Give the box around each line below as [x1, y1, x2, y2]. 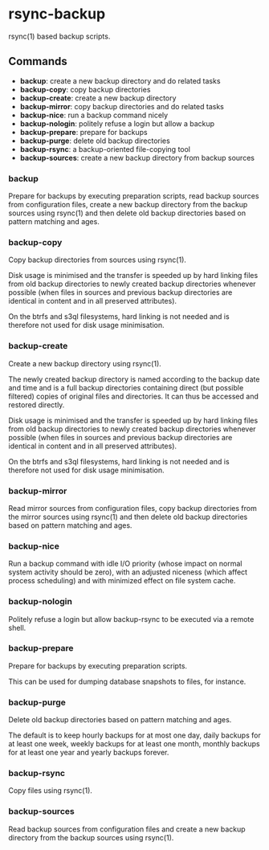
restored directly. [8, 399, 65, 410]
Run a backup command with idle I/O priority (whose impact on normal [8, 559, 243, 569]
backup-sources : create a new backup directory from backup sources [19, 153, 255, 162]
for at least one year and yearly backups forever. [8, 748, 169, 758]
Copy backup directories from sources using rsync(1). [8, 255, 187, 265]
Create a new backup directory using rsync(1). [8, 358, 162, 368]
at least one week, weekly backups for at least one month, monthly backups [8, 739, 260, 749]
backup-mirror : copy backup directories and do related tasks [19, 101, 225, 111]
